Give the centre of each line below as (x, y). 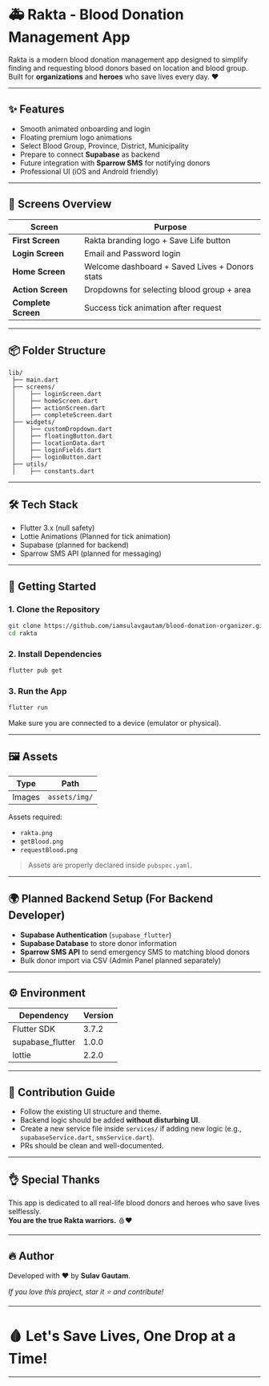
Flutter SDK (34, 1029)
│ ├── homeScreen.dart (55, 402)
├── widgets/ (34, 422)
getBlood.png (42, 842)
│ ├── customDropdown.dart (62, 430)
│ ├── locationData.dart (58, 443)
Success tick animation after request (153, 308)
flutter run (28, 708)
